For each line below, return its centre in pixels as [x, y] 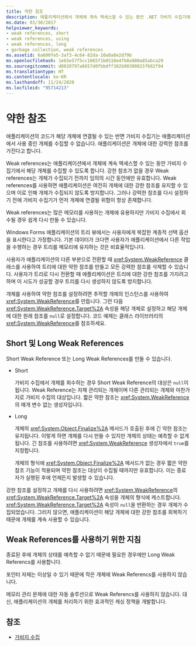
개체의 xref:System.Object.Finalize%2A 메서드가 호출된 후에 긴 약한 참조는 [101, 428]
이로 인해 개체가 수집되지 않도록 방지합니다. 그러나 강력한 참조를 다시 [95, 192]
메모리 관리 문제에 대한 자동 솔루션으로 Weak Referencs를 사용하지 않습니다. [94, 594]
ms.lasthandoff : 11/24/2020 [40, 83]
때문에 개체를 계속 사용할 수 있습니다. [48, 519]
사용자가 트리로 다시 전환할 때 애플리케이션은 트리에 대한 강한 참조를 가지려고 [101, 274]
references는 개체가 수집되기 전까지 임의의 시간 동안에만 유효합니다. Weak [91, 178]
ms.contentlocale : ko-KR [36, 77]
